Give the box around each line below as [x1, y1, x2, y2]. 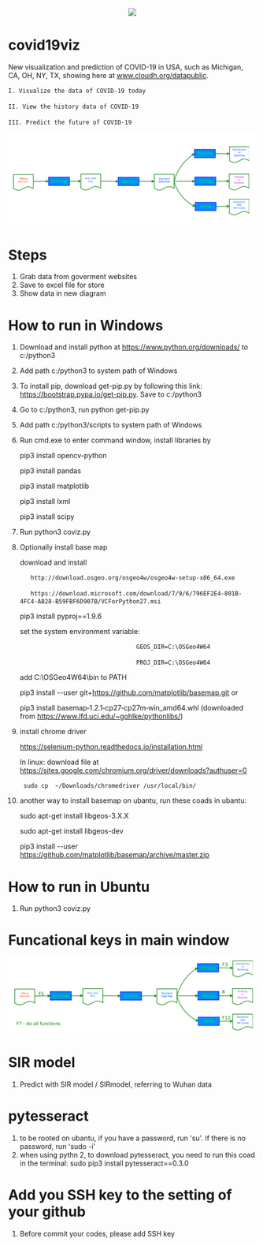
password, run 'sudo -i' [19, 1142, 96, 1151]
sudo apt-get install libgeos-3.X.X [19, 811, 129, 821]
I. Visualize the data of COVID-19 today [8, 87, 146, 95]
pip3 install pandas [19, 466, 81, 476]
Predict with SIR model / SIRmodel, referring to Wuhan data [19, 1080, 213, 1089]
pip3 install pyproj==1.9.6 [19, 611, 102, 621]
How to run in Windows [8, 316, 164, 334]
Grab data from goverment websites [19, 272, 138, 282]
